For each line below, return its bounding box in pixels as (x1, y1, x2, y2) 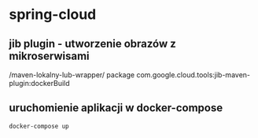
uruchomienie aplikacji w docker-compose (9, 101, 223, 115)
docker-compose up (9, 122, 69, 130)
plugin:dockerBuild (9, 79, 70, 88)
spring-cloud (9, 6, 97, 24)
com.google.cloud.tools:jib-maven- (136, 70, 251, 80)
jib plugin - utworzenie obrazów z (9, 37, 176, 50)
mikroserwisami (9, 49, 90, 62)
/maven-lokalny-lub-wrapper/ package (9, 70, 135, 80)
